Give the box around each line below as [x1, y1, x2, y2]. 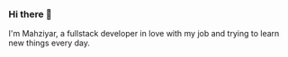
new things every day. [8, 37, 91, 48]
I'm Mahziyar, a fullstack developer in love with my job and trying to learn [8, 28, 280, 39]
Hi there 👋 [8, 8, 53, 20]
